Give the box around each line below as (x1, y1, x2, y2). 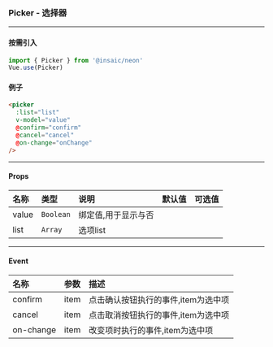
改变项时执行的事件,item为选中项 (88, 324, 214, 336)
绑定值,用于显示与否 (78, 209, 154, 220)
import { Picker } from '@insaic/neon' (8, 56, 144, 64)
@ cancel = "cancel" (15, 131, 75, 139)
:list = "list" (15, 108, 60, 117)
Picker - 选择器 (8, 7, 67, 18)
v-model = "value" (15, 116, 71, 124)
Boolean (41, 210, 71, 219)
